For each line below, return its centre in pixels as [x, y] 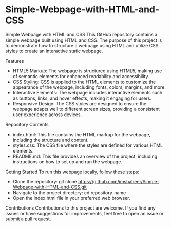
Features [15, 61]
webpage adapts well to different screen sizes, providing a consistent [86, 109]
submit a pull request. [28, 219]
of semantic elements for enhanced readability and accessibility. [81, 76]
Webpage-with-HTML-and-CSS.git [50, 187]
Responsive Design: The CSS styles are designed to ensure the [80, 103]
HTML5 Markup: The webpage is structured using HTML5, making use [87, 71]
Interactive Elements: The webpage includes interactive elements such [88, 92]
